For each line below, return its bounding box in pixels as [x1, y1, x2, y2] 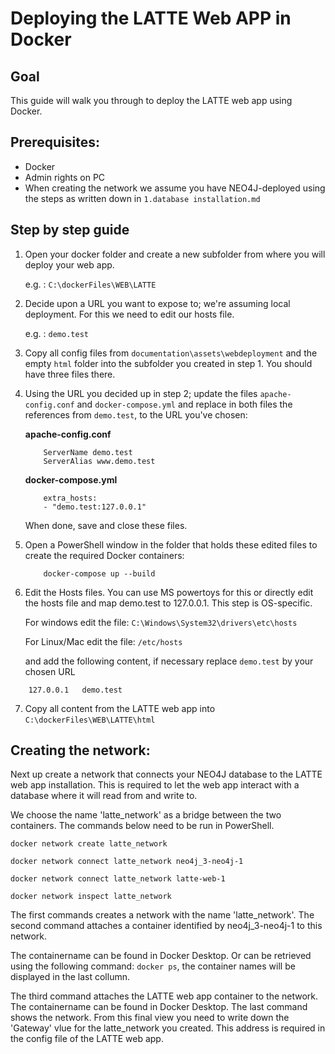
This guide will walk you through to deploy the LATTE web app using [10, 95, 293, 106]
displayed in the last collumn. [10, 971, 130, 983]
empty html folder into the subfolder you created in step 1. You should [24, 357, 313, 369]
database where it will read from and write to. [10, 790, 198, 802]
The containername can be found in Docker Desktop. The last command [10, 1001, 308, 1013]
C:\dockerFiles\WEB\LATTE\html [24, 715, 156, 725]
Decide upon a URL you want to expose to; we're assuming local [24, 297, 291, 309]
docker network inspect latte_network [10, 892, 172, 902]
